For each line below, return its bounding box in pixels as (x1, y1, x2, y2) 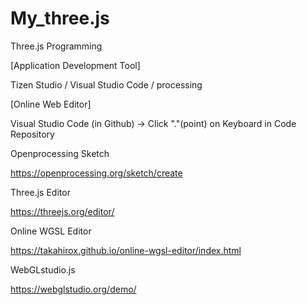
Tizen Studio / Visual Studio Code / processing (10, 78, 203, 91)
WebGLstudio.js (10, 263, 76, 276)
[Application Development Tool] (10, 59, 141, 71)
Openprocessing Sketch (10, 147, 110, 159)
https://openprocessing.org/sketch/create (10, 167, 183, 179)
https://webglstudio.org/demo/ (10, 283, 137, 295)
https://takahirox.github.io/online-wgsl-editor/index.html (10, 244, 242, 256)
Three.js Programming (10, 40, 103, 52)
